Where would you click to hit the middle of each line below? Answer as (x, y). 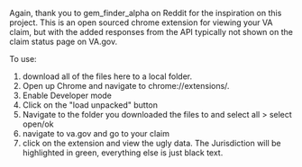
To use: (23, 59)
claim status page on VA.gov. (64, 41)
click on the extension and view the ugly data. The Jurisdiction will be (151, 143)
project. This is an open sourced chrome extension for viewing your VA (141, 22)
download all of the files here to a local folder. (107, 76)
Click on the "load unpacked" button (90, 105)
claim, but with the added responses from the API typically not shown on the (151, 32)
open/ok (38, 124)
